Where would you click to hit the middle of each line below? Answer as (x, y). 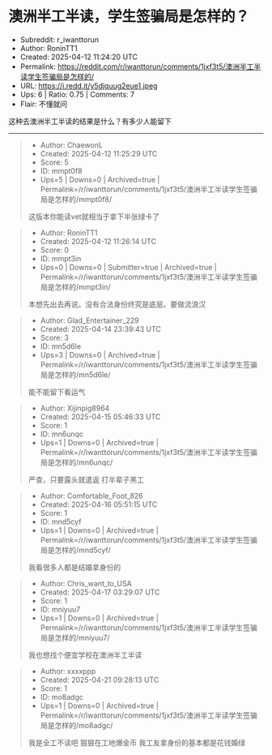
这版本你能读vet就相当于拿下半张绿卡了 (94, 217)
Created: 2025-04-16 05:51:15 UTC (99, 504)
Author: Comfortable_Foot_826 (91, 495)
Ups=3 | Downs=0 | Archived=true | (100, 354)
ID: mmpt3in (61, 258)
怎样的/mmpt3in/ (83, 287)
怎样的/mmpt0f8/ (83, 199)
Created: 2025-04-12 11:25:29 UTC (99, 153)
